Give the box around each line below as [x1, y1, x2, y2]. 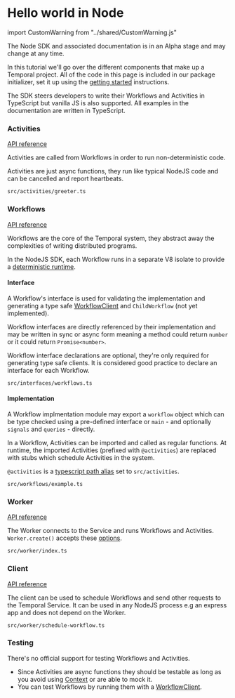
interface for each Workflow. [7, 366, 90, 374]
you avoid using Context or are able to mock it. [17, 675, 153, 683]
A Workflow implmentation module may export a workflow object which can [7, 409, 224, 419]
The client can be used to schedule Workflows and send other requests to [7, 593, 222, 602]
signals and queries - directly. [7, 425, 95, 433]
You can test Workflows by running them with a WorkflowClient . [17, 683, 202, 691]
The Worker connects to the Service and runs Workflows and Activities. [7, 527, 214, 535]
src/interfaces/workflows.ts [7, 379, 93, 387]
